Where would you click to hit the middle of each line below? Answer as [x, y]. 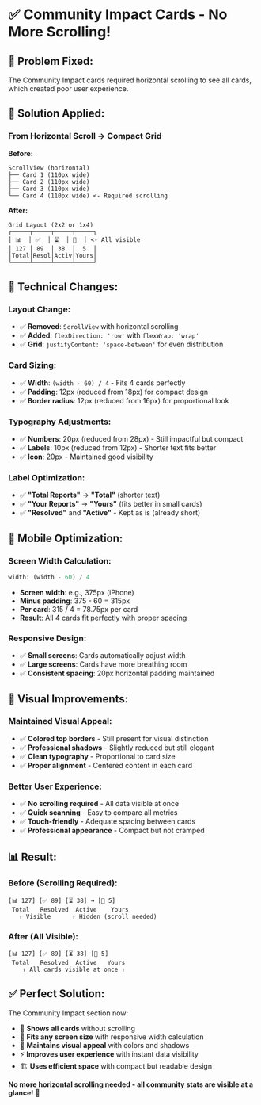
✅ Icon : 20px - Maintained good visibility [87, 457]
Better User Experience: [55, 786]
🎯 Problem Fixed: [51, 61]
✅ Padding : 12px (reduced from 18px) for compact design [114, 392]
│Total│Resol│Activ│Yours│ [53, 255]
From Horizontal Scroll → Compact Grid [85, 136]
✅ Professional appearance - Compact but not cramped [112, 831]
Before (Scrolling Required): [63, 883]
